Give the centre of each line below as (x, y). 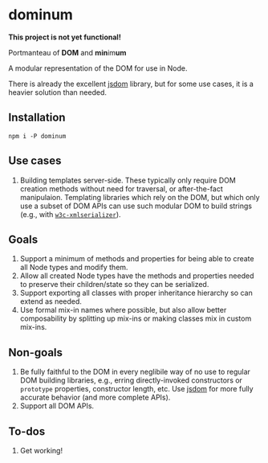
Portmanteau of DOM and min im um (67, 52)
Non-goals (35, 352)
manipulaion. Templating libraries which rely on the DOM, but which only (140, 197)
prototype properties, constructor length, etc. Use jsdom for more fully (137, 389)
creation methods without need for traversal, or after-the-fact (121, 188)
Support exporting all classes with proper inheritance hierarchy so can (136, 293)
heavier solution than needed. (57, 92)
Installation (37, 118)
